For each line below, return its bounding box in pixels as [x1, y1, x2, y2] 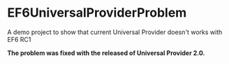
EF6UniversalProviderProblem [7, 5, 187, 21]
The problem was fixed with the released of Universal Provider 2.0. [7, 49, 205, 57]
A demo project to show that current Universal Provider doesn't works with [7, 28, 223, 36]
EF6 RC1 [7, 35, 31, 43]
